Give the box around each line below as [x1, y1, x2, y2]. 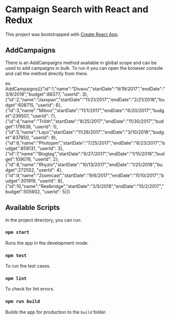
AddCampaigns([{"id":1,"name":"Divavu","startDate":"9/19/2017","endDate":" [5, 86, 165, 92]
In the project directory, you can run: [5, 217, 82, 223]
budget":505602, [5, 189, 42, 195]
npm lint [5, 276, 27, 281]
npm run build [5, 299, 40, 304]
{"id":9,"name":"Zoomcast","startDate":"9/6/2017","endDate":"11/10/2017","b [5, 172, 164, 178]
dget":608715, [5, 102, 35, 108]
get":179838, [5, 123, 32, 129]
